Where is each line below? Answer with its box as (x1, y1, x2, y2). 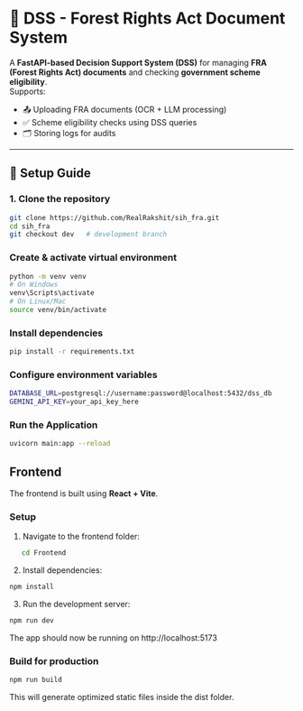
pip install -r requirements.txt (9, 347, 135, 356)
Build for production (9, 654, 99, 667)
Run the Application (9, 419, 98, 431)
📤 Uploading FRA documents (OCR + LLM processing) (22, 104, 227, 115)
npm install (9, 582, 54, 592)
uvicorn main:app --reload (9, 439, 111, 448)
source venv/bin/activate (9, 306, 106, 315)
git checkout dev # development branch (9, 230, 168, 239)
